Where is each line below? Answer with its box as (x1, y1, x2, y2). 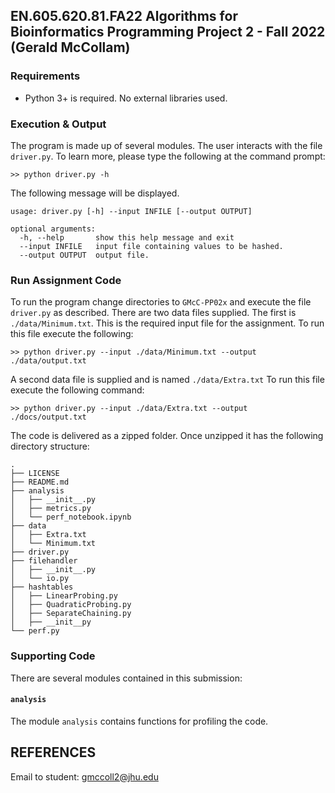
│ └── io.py (10, 574, 70, 584)
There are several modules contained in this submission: (10, 672, 243, 684)
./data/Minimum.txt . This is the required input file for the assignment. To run (10, 317, 325, 329)
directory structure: (10, 440, 90, 453)
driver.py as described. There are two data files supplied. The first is (10, 307, 297, 319)
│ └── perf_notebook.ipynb (10, 512, 132, 523)
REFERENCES (10, 744, 97, 761)
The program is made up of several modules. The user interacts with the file (10, 139, 323, 151)
